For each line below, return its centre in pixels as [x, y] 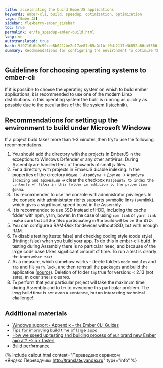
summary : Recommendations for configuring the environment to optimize [79, 50]
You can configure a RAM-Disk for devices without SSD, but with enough [85, 226]
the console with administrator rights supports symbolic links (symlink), [83, 200]
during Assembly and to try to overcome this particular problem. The [81, 288]
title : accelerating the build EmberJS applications [59, 9]
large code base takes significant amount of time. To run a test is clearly [84, 252]
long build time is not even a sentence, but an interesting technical [78, 293]
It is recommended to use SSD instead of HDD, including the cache [79, 210]
